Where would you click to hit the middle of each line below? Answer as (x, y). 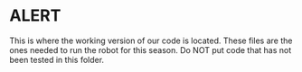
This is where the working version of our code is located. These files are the (151, 40)
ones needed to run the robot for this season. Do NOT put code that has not (151, 49)
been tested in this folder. (57, 59)
